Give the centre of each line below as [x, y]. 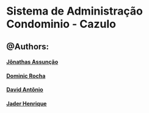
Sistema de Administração [75, 11]
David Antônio [25, 90]
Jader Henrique [27, 103]
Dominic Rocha [26, 76]
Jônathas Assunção [32, 62]
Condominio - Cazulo [61, 24]
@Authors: [28, 46]
